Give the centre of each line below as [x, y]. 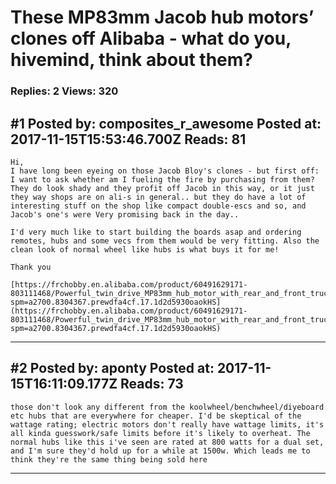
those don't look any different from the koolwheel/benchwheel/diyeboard [167, 407]
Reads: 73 [152, 384]
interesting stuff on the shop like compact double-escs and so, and [158, 206]
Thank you [31, 267]
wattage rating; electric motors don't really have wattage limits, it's [167, 424]
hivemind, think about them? [132, 60]
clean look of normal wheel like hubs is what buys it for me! [145, 249]
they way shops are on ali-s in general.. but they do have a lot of [158, 197]
